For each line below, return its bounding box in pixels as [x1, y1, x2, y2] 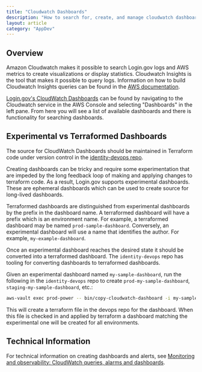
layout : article [6, 20, 47, 26]
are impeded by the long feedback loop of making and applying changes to [6, 172, 192, 179]
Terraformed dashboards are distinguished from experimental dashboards [6, 202, 190, 209]
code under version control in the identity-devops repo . [6, 153, 144, 161]
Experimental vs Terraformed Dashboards [6, 131, 167, 141]
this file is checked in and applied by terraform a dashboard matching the [6, 312, 188, 320]
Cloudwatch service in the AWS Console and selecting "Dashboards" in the [6, 101, 193, 108]
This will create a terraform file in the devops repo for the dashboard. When [6, 306, 194, 313]
